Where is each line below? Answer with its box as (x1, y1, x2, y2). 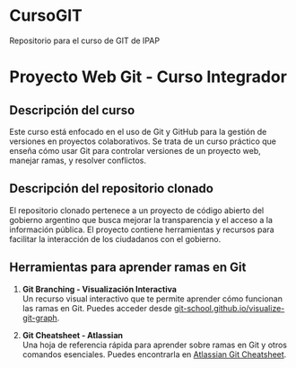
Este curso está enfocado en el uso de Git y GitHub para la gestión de (9, 126, 267, 137)
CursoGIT (9, 5, 83, 26)
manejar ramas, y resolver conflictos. (9, 155, 146, 166)
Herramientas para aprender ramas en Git (9, 260, 247, 275)
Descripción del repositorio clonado (9, 181, 213, 196)
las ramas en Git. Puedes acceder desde (22, 302, 172, 313)
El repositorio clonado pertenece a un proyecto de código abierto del (9, 204, 265, 216)
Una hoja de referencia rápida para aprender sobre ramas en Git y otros (22, 339, 287, 350)
